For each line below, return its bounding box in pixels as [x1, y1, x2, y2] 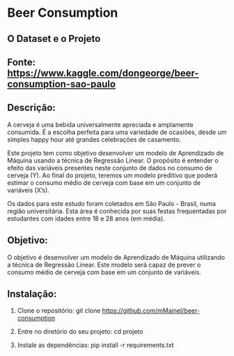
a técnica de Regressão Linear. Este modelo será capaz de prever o [7, 260, 201, 269]
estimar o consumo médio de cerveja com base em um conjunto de [7, 178, 201, 186]
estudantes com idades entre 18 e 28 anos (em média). [7, 214, 165, 223]
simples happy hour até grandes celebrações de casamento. [7, 135, 181, 144]
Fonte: [7, 56, 36, 68]
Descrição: [7, 102, 56, 114]
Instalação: [7, 288, 57, 299]
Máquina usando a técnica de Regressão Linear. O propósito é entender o [7, 156, 219, 165]
